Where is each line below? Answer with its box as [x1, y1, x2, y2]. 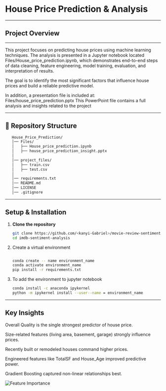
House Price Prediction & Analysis [5, 3, 148, 15]
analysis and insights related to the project [5, 103, 91, 109]
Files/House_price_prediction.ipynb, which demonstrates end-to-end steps [5, 57, 158, 63]
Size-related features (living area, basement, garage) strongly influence [5, 331, 151, 337]
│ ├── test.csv [11, 167, 48, 172]
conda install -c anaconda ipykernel [12, 286, 90, 291]
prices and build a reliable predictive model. [5, 82, 94, 88]
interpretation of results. [5, 68, 54, 74]
